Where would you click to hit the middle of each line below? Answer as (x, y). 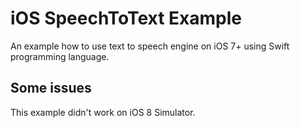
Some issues (51, 88)
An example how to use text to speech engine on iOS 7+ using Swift (150, 46)
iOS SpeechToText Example (126, 18)
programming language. (60, 56)
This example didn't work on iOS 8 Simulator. (103, 112)
